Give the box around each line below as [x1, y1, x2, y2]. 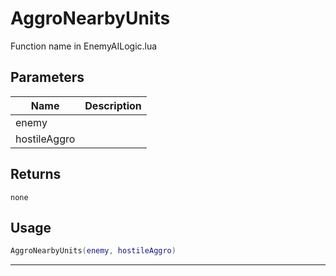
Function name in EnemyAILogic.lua [10, 40, 158, 52]
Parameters [10, 69, 85, 86]
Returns [10, 166, 62, 183]
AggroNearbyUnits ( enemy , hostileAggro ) [10, 246, 177, 256]
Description [84, 98, 142, 112]
